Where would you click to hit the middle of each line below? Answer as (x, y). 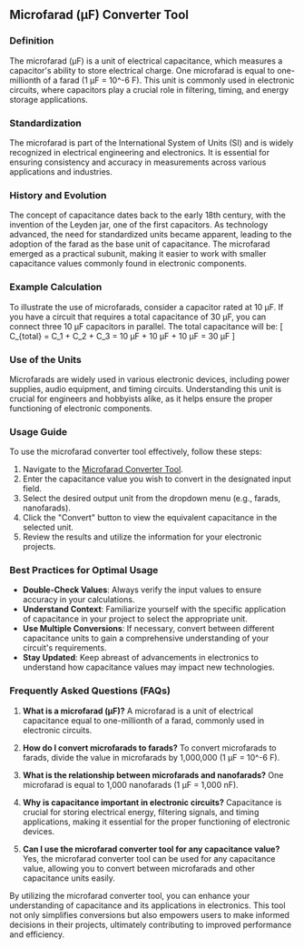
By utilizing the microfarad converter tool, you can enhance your (130, 895)
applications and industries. (61, 171)
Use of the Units (45, 359)
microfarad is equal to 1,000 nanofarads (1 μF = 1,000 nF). (130, 784)
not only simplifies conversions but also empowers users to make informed (150, 914)
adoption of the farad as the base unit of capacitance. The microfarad (140, 244)
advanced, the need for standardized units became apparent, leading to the (151, 235)
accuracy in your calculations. (78, 600)
